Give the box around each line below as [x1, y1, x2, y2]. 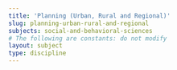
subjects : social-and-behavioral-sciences [8, 27, 153, 35]
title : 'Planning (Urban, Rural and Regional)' [8, 11, 171, 20]
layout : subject [8, 42, 63, 50]
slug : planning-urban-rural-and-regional [8, 19, 150, 27]
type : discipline [8, 49, 67, 57]
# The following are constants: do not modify [8, 34, 167, 43]
